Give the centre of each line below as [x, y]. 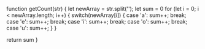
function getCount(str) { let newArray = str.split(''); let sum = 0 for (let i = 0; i [103, 9]
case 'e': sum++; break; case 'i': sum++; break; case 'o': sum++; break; [97, 21]
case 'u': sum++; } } [32, 28]
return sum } [22, 40]
